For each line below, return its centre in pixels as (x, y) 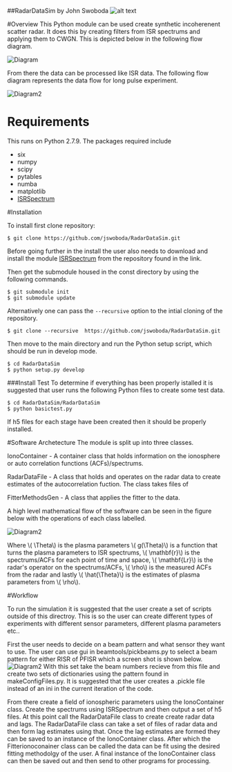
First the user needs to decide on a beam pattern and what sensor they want (116, 644)
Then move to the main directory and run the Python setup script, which (109, 344)
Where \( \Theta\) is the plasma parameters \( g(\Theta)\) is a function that (113, 545)
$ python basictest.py (40, 409)
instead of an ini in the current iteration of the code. (80, 688)
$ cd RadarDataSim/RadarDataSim (54, 403)
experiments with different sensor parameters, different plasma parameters (114, 623)
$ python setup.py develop (46, 370)
